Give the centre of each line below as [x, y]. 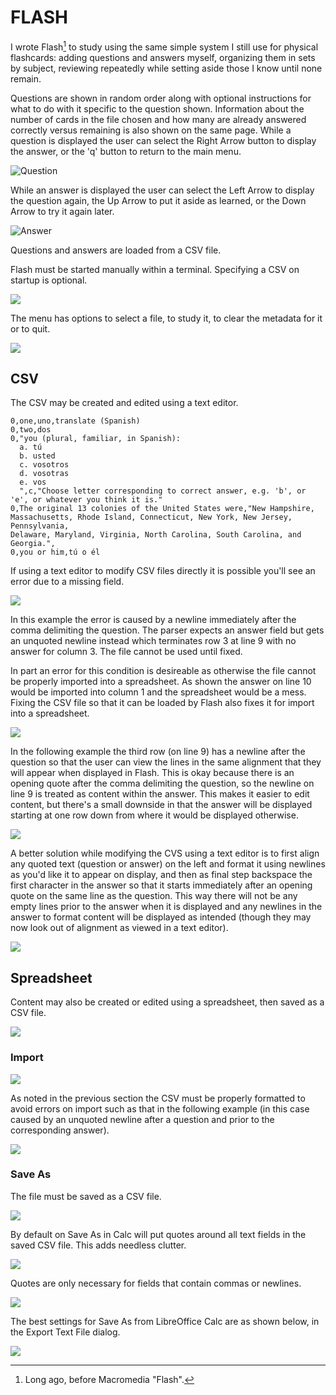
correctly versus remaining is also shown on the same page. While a [151, 130]
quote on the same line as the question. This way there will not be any [154, 896]
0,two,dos [31, 430]
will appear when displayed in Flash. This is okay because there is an [152, 773]
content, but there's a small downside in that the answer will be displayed [161, 805]
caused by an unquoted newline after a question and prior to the [142, 1119]
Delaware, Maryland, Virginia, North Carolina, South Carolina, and [156, 535]
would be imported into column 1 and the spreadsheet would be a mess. [158, 692]
